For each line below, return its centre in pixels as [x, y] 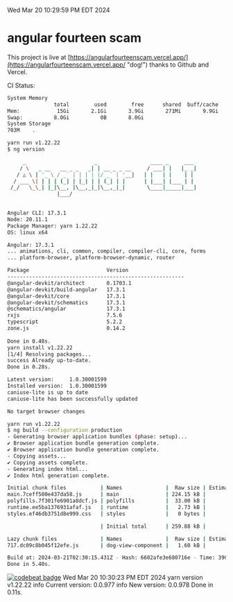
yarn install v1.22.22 [40, 347]
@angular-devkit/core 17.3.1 [67, 296]
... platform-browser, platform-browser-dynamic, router [91, 258]
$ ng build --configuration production [65, 430]
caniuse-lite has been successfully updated [72, 399]
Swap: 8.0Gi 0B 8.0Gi [76, 117]
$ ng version [26, 149]
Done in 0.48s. [29, 341]
